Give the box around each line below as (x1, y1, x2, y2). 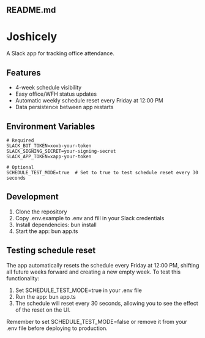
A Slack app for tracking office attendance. (6, 50, 115, 57)
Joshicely (6, 29, 58, 44)
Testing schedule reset (6, 245, 96, 256)
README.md (6, 5, 56, 15)
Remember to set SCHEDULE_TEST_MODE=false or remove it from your (6, 318, 188, 325)
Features (6, 67, 41, 78)
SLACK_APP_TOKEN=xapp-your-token (6, 153, 92, 159)
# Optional (6, 164, 34, 171)
